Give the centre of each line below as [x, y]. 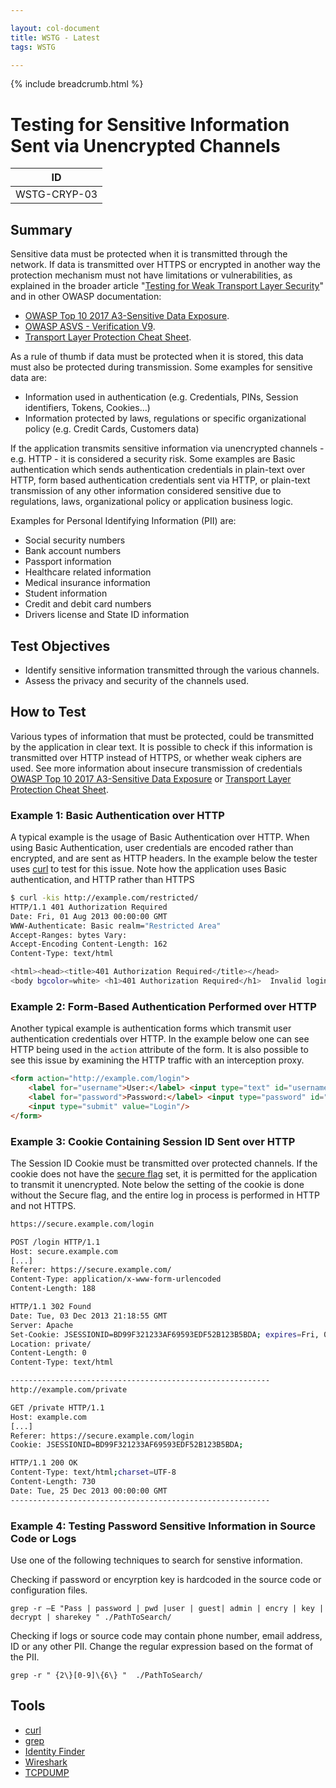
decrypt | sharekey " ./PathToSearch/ [91, 1617]
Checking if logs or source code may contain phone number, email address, [166, 1635]
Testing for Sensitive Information [150, 124]
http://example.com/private [69, 1390]
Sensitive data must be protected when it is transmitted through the [149, 254]
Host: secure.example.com [64, 1251]
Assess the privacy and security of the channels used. [137, 680]
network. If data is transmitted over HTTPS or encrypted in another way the [165, 265]
